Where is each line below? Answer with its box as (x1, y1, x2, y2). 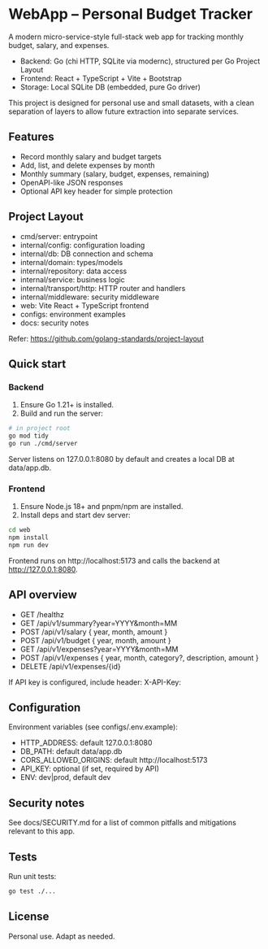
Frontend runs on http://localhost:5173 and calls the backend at (8, 555, 220, 565)
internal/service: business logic (19, 274, 126, 285)
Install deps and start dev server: (19, 510, 131, 520)
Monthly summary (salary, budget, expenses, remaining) (19, 168, 210, 179)
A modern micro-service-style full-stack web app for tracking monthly (8, 32, 244, 41)
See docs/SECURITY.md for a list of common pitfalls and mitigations (8, 818, 237, 828)
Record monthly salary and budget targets (19, 151, 162, 161)
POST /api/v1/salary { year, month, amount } (19, 627, 168, 637)
